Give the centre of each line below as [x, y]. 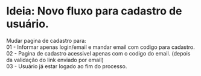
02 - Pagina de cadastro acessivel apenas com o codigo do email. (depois [98, 53]
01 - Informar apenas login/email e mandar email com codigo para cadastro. [101, 47]
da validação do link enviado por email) [55, 60]
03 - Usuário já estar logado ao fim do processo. [67, 66]
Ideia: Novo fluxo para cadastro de [94, 11]
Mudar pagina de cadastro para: [46, 40]
